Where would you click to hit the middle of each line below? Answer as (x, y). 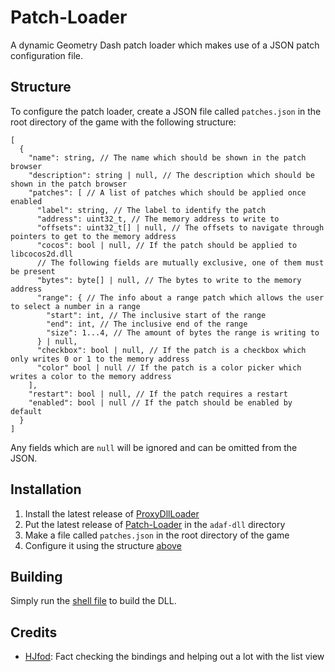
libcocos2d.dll (42, 254)
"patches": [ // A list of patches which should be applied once (167, 192)
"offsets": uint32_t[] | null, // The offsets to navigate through (180, 227)
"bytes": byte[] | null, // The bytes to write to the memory (169, 280)
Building (36, 576)
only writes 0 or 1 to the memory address (100, 359)
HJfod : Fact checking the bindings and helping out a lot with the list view (174, 657)
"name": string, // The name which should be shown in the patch (167, 157)
